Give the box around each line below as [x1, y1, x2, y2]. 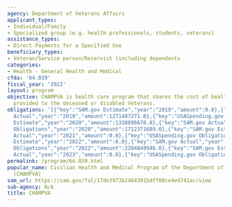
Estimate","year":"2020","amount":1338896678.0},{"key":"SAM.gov [13, 119, 206, 126]
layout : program [7, 87, 54, 94]
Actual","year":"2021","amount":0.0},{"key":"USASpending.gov [13, 132, 196, 139]
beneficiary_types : [7, 49, 64, 56]
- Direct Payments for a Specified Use [7, 42, 122, 49]
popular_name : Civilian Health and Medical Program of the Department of [7, 164, 224, 171]
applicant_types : [7, 17, 57, 23]
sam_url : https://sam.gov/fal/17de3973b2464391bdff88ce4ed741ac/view [7, 177, 212, 184]
